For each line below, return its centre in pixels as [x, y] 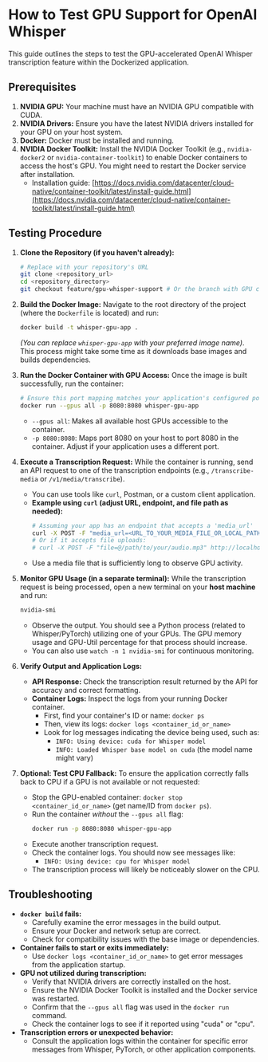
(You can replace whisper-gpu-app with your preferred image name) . [132, 342]
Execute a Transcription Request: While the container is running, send [136, 462]
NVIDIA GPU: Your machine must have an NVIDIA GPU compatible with [136, 106]
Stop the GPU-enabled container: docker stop [107, 797]
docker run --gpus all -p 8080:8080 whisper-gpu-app [109, 405]
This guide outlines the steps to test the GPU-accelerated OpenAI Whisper [130, 53]
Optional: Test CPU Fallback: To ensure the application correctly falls [134, 773]
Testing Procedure [55, 233]
